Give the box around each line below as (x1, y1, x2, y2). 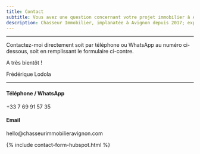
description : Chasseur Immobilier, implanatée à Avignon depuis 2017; (6, 20, 185, 25)
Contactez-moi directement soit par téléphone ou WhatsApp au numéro (6, 41, 182, 49)
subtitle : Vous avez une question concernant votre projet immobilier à (6, 14, 190, 20)
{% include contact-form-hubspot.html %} (6, 141, 111, 148)
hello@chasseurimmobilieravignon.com (6, 130, 103, 137)
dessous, (6, 48, 29, 55)
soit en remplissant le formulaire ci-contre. (29, 48, 134, 55)
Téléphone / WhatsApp (6, 89, 65, 97)
